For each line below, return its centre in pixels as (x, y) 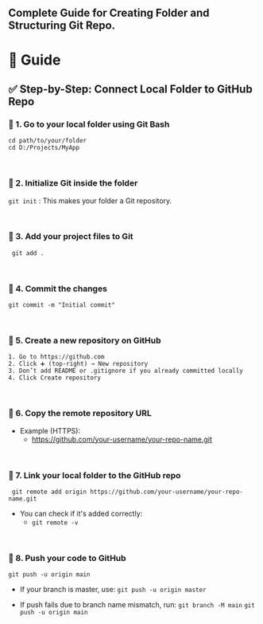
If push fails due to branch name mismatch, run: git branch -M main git (137, 605)
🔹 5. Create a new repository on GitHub (85, 340)
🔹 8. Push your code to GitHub (67, 558)
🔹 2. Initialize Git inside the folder (73, 183)
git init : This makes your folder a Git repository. (90, 200)
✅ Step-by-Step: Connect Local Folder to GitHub (130, 89)
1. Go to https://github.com (56, 357)
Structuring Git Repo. (62, 26)
